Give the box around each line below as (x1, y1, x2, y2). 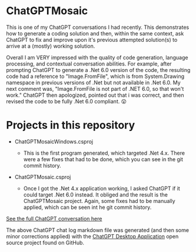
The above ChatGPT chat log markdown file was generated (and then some (6, 226, 190, 234)
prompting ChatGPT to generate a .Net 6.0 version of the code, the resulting (6, 66, 191, 73)
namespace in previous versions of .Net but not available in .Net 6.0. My (6, 78, 181, 86)
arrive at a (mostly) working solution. (6, 42, 95, 50)
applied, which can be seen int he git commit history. (23, 204, 152, 211)
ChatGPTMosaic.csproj (14, 173, 71, 181)
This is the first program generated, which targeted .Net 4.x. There (23, 149, 185, 156)
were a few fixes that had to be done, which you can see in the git (23, 155, 184, 163)
